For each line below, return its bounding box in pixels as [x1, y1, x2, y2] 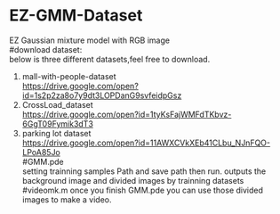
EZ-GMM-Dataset [9, 5, 143, 26]
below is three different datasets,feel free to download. [9, 53, 211, 64]
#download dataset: [9, 44, 83, 54]
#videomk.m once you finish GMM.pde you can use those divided [21, 185, 264, 195]
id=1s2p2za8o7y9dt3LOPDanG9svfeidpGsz [21, 90, 182, 101]
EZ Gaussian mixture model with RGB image [9, 35, 171, 45]
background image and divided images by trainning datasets [21, 175, 244, 185]
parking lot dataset [21, 128, 92, 138]
